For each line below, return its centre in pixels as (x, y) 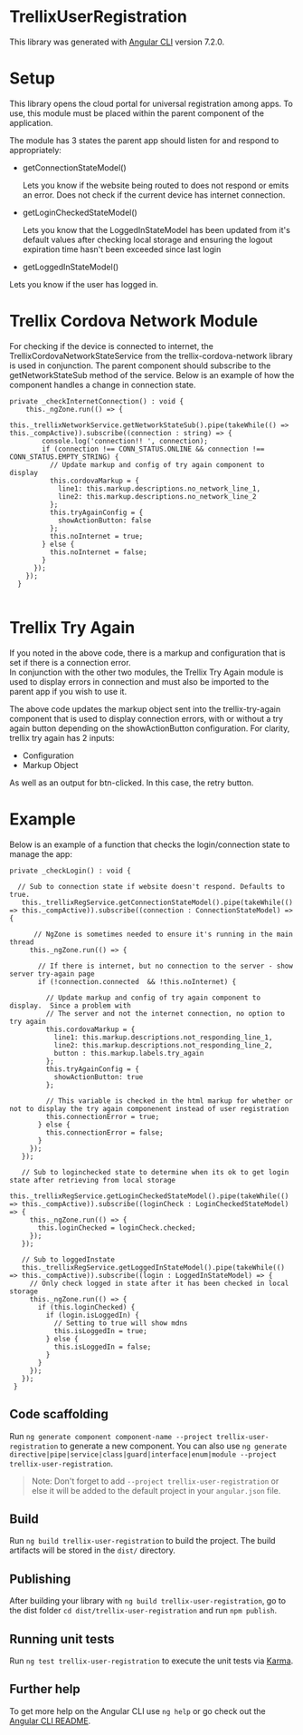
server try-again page (52, 974)
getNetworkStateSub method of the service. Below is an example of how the (152, 375)
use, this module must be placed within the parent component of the (137, 113)
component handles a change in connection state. (103, 385)
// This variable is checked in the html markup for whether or (170, 1101)
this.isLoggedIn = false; (103, 1347)
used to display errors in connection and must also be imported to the (139, 681)
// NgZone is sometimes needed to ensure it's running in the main (163, 934)
